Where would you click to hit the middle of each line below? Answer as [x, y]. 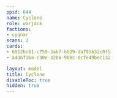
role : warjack [25, 23]
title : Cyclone [26, 74]
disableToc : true [28, 80]
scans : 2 [17, 40]
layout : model [25, 69]
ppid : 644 [19, 12]
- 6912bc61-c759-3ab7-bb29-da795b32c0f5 [59, 52]
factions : [19, 29]
